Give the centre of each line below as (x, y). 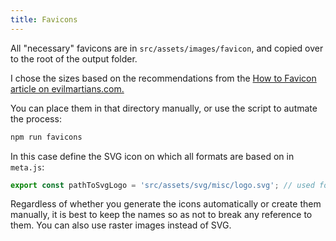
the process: (36, 118)
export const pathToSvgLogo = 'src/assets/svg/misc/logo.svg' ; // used (162, 185)
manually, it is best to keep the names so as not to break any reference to (161, 215)
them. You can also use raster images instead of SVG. (121, 225)
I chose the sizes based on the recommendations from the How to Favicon (163, 78)
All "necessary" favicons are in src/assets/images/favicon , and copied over (167, 48)
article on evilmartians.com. (67, 88)
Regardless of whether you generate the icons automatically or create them (166, 204)
